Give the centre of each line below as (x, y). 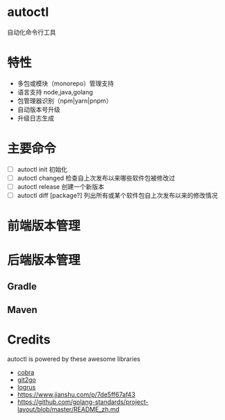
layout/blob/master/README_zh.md (68, 410)
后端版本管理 (44, 260)
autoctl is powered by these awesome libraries (74, 359)
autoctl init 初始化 (42, 169)
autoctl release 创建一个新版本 (60, 186)
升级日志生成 (35, 118)
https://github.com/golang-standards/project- (83, 402)
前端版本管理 (44, 226)
